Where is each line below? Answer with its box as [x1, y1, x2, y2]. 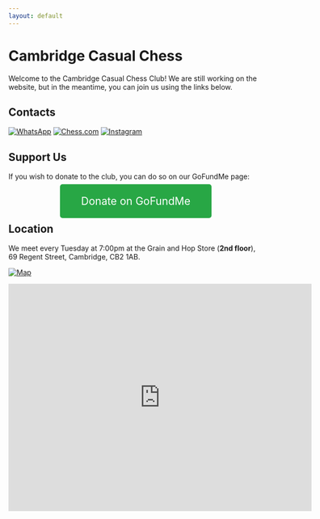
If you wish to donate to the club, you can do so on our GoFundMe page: [8, 171, 251, 182]
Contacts [8, 105, 57, 119]
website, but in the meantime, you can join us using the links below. [8, 82, 233, 91]
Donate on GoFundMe [80, 195, 192, 209]
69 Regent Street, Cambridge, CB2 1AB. [8, 252, 141, 261]
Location [8, 222, 54, 235]
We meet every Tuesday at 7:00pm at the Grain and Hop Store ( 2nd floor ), [8, 243, 256, 253]
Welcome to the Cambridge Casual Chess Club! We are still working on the [8, 74, 257, 83]
